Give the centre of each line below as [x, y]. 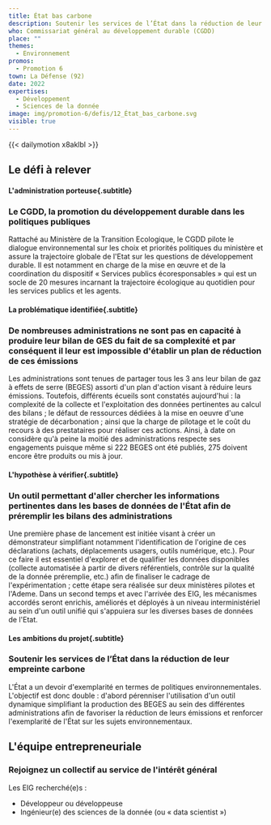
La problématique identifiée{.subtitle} [74, 310]
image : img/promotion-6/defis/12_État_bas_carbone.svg [103, 114]
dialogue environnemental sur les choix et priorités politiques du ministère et [136, 248]
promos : [21, 62]
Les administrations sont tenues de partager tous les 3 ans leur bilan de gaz [135, 378]
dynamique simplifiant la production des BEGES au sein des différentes [127, 704]
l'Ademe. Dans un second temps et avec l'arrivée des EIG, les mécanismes [133, 593]
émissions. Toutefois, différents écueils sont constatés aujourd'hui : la [125, 396]
